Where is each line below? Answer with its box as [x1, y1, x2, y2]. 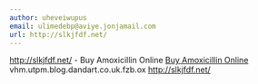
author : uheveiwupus [9, 13, 88, 23]
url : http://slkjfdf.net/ [9, 30, 107, 39]
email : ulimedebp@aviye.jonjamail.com [9, 22, 156, 31]
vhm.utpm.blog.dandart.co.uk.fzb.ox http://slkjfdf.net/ [9, 64, 211, 75]
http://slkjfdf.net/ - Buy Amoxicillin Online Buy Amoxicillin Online [9, 55, 249, 66]
